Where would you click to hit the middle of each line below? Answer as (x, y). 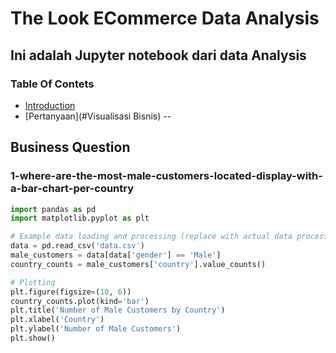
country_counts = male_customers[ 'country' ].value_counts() (138, 264)
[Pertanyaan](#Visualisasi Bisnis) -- (98, 116)
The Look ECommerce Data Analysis (165, 18)
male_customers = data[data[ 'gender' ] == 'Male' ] (116, 255)
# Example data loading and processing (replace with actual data (151, 237)
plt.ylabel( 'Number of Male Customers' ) (96, 329)
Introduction (50, 105)
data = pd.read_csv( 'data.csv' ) (77, 246)
